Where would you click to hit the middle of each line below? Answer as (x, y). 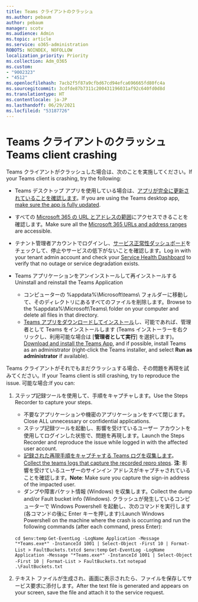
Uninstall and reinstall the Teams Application (69, 282)
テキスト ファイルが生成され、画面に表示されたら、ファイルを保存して (101, 578)
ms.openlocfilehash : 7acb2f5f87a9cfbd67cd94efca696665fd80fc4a (86, 83)
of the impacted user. (49, 485)
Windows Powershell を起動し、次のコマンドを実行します (121, 506)
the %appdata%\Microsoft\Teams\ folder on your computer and (101, 309)
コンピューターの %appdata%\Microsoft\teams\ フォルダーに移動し (106, 295)
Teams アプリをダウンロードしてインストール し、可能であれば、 (102, 322)
